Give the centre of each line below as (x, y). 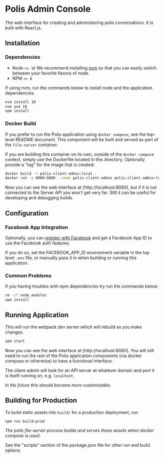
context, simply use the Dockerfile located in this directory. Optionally (75, 159)
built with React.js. (24, 27)
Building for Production (41, 400)
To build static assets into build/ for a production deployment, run (72, 412)
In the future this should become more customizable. (58, 385)
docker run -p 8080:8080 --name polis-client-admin (59, 178)
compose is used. (23, 436)
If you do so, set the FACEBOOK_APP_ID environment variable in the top (77, 252)
